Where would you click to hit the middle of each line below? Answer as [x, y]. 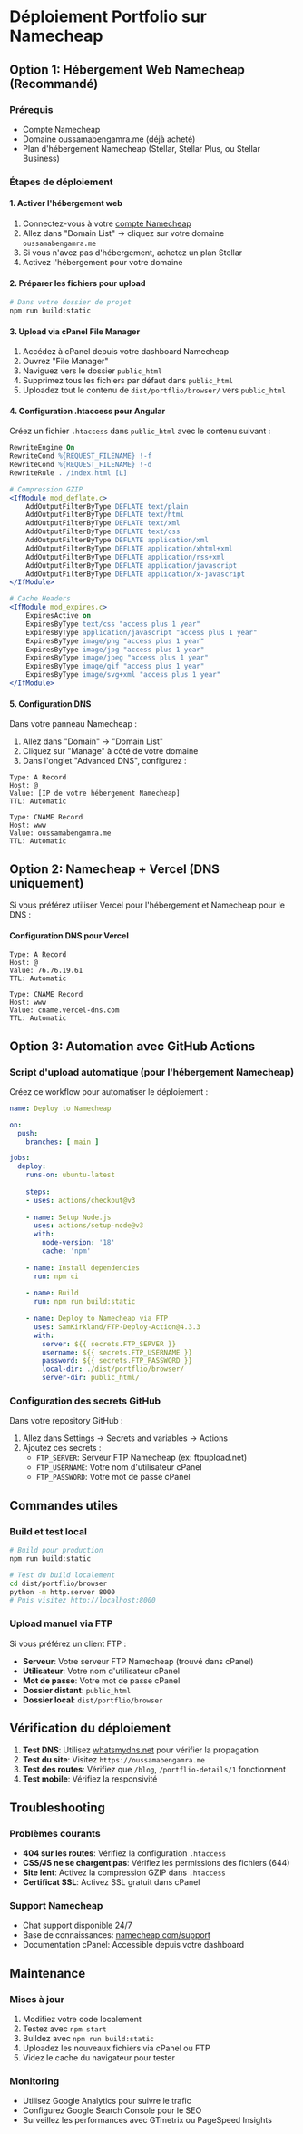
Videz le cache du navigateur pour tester [98, 2058]
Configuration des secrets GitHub [85, 1401]
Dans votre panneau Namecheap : [73, 724]
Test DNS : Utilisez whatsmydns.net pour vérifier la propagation [140, 1750]
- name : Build [52, 1293]
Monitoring [34, 2080]
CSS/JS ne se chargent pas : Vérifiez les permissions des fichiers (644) [156, 1863]
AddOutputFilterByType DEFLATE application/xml [117, 541]
